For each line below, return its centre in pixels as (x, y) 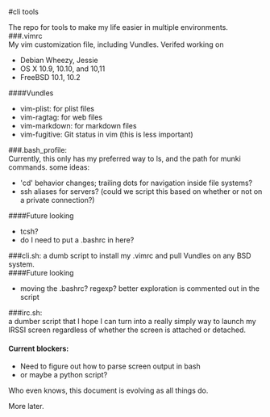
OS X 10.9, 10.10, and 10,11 (62, 69)
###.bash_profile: (37, 150)
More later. (26, 406)
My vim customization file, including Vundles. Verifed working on (116, 44)
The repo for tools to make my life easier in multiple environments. (118, 27)
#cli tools (23, 12)
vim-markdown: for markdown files (78, 126)
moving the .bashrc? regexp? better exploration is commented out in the (140, 289)
